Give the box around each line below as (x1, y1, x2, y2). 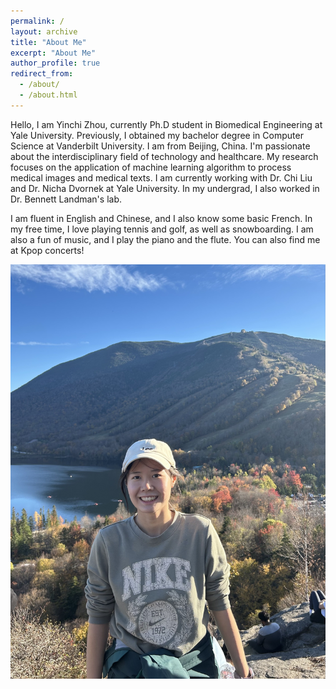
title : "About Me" (10, 37, 87, 47)
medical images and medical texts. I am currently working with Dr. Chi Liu (10, 171, 313, 184)
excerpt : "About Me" (10, 48, 97, 58)
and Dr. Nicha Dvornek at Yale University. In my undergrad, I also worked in (10, 182, 320, 194)
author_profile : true (10, 58, 101, 69)
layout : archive (10, 26, 78, 37)
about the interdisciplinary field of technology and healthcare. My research (10, 150, 319, 162)
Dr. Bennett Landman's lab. (10, 193, 122, 205)
